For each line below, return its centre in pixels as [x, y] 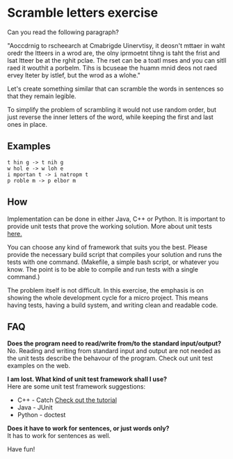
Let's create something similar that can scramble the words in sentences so [115, 88]
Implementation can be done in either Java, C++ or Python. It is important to [116, 219]
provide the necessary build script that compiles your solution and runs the [115, 254]
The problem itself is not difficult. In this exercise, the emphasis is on [105, 290]
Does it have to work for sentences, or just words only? [88, 428]
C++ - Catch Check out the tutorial [67, 400]
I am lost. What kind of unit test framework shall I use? [87, 379]
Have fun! [21, 449]
